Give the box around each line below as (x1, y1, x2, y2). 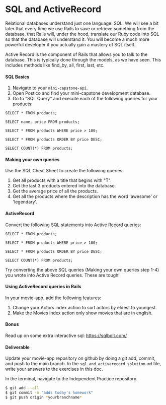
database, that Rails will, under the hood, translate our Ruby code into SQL (5, 31, 159, 37)
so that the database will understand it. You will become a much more (5, 36, 150, 42)
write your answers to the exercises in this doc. (5, 366, 103, 372)
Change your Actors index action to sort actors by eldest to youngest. (12, 304, 157, 310)
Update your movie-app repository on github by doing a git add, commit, (5, 355, 156, 361)
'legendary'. (12, 199, 38, 205)
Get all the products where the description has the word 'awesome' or (12, 193, 157, 199)
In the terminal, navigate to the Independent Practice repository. (5, 376, 138, 382)
